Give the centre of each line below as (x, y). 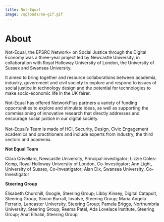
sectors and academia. (28, 140)
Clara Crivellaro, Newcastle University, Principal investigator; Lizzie (74, 159)
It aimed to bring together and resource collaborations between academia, (81, 77)
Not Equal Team (22, 149)
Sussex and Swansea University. (38, 68)
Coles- (150, 159)
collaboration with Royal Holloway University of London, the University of (80, 63)
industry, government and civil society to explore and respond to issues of (81, 83)
